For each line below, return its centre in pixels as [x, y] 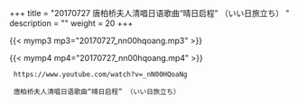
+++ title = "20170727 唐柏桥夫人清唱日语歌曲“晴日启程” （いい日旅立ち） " [149, 13]
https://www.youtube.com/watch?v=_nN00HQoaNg [100, 74]
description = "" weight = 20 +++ [71, 23]
